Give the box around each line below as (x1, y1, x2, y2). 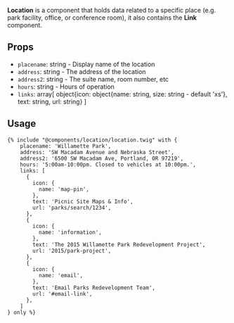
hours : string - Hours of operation (17, 82, 115, 91)
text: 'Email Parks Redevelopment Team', (32, 284, 156, 291)
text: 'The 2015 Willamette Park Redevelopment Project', (32, 241, 206, 248)
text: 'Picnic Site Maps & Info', (32, 198, 134, 205)
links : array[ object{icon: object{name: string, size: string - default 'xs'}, (17, 89, 228, 98)
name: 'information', (38, 229, 102, 236)
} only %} (7, 309, 37, 316)
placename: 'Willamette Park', (20, 142, 112, 150)
